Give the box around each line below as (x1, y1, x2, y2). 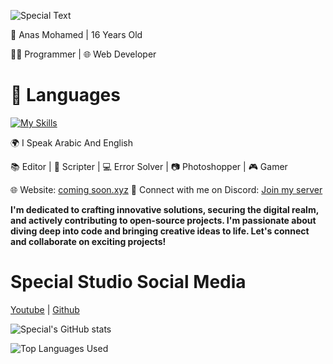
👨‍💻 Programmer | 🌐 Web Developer (10, 48, 157, 60)
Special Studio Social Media (10, 271, 247, 294)
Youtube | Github (10, 303, 80, 315)
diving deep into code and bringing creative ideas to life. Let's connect (10, 225, 310, 237)
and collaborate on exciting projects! (10, 235, 167, 247)
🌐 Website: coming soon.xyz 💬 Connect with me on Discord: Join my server (10, 183, 323, 195)
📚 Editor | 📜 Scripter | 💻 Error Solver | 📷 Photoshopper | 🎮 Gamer (10, 160, 288, 172)
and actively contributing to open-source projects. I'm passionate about (10, 214, 317, 226)
